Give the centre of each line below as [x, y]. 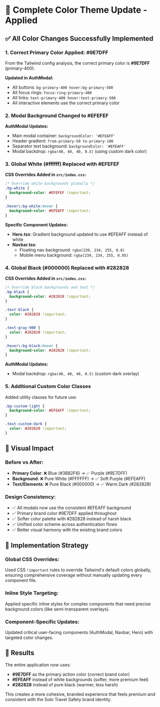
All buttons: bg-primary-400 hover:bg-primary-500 [63, 87]
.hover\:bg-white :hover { [31, 206]
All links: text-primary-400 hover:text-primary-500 [64, 98]
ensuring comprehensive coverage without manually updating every [74, 575]
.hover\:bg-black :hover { [31, 346]
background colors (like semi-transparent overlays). [57, 609]
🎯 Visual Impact [29, 449]
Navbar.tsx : [24, 244]
